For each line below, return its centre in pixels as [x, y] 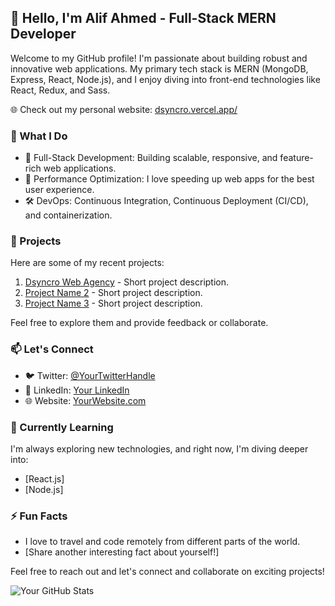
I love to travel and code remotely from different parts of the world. [162, 542]
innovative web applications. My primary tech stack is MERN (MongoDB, [159, 68]
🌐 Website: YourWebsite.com [85, 400]
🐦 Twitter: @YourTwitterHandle [90, 375]
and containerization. [68, 215]
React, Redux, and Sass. [60, 90]
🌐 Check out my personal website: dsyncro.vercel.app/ [124, 109]
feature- [296, 158]
